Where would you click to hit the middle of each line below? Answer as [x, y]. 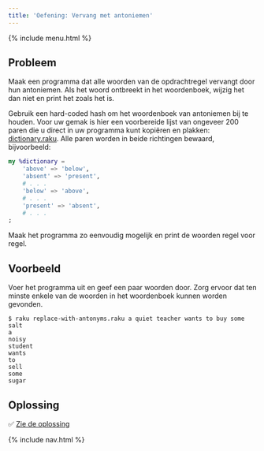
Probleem [32, 63]
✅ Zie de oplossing [39, 423]
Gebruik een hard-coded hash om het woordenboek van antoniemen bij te [128, 114]
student [21, 347]
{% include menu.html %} [50, 38]
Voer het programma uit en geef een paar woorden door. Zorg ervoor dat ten [133, 288]
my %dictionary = [37, 162]
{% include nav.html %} [46, 439]
